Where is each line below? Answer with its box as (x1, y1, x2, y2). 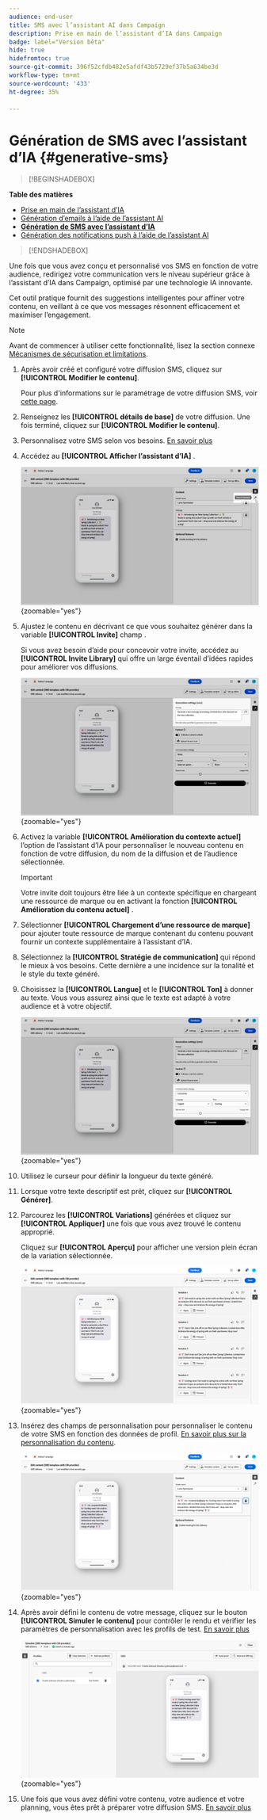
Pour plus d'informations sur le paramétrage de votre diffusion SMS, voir (20, 388, 258, 398)
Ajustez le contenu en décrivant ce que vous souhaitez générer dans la (20, 621, 253, 631)
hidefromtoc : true (9, 55, 70, 63)
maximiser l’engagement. (9, 310, 91, 320)
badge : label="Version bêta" (9, 38, 105, 46)
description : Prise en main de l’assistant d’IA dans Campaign (9, 29, 223, 37)
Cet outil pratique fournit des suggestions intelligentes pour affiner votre (9, 293, 245, 303)
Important (20, 872, 53, 882)
